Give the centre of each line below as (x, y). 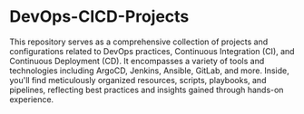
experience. (32, 99)
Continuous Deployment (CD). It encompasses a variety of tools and (137, 61)
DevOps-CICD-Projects (99, 17)
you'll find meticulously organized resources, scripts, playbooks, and (138, 80)
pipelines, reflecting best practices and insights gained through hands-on (147, 90)
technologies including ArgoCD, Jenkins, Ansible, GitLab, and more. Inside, (149, 71)
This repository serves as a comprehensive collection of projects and (139, 42)
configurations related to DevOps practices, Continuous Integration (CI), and (152, 51)
